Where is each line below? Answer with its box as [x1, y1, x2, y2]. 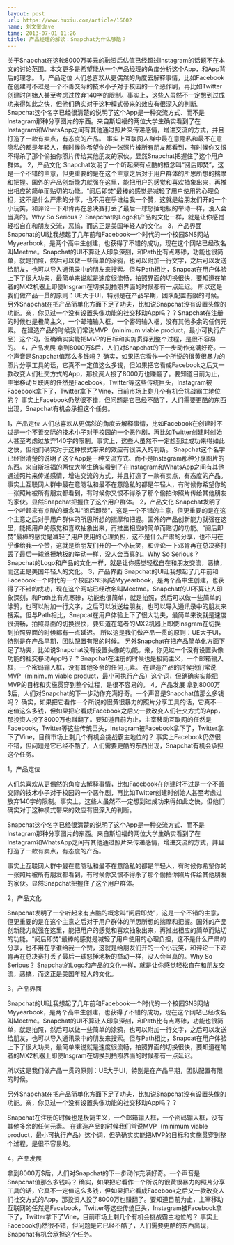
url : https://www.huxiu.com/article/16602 [7, 17, 132, 24]
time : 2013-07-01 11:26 [7, 29, 77, 37]
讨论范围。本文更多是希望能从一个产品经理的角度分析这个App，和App [19, 65, 220, 73]
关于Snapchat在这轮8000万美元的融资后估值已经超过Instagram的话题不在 [7, 56, 219, 65]
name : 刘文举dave [7, 23, 54, 30]
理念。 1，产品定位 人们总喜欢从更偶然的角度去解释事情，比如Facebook [19, 74, 225, 82]
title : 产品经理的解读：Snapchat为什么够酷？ [7, 36, 127, 43]
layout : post [7, 10, 45, 17]
